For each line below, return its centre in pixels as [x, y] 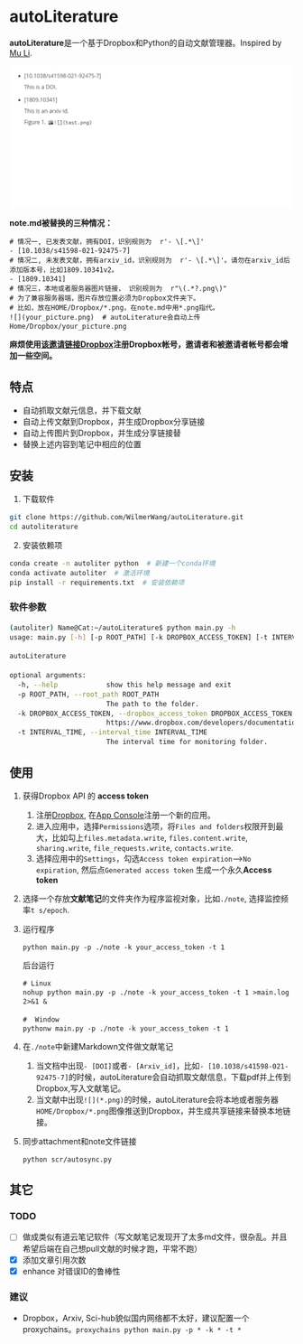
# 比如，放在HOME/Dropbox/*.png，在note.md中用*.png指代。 [114, 308]
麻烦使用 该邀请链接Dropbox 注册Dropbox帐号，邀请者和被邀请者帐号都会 [145, 344]
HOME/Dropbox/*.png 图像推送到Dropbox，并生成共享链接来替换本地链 [163, 1111]
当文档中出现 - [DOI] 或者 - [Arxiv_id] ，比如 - [120, 1065]
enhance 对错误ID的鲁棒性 [71, 1271]
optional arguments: [48, 676]
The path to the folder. [153, 704]
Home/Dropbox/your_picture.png [68, 327]
